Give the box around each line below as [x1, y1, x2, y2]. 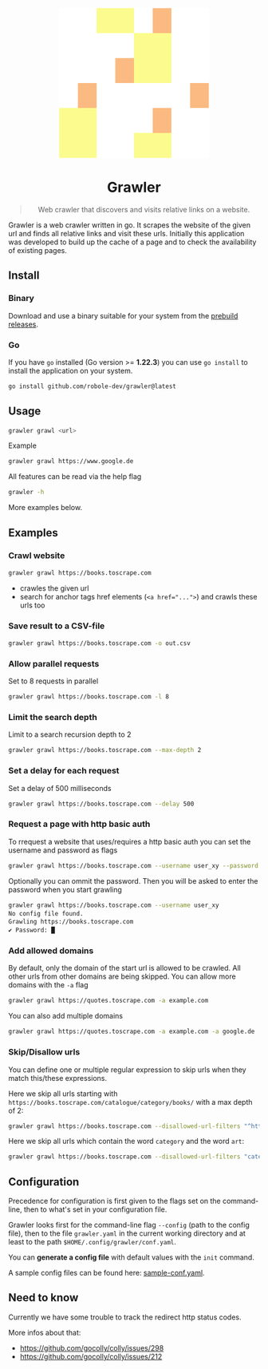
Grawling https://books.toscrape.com [8, 918, 134, 926]
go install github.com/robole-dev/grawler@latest [8, 382, 177, 390]
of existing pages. [8, 245, 68, 255]
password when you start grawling [8, 884, 122, 894]
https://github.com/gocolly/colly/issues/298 [19, 1343, 164, 1352]
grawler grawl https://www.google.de [8, 457, 134, 465]
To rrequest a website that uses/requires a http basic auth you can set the [8, 837, 251, 846]
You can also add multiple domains [8, 1011, 124, 1021]
